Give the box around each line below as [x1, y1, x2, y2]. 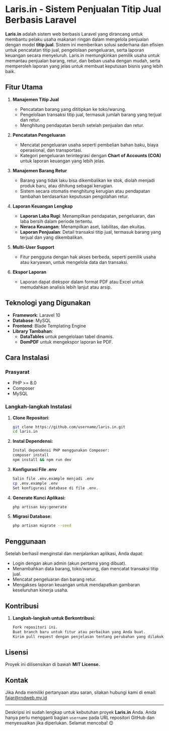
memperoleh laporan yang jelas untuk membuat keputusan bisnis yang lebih [5, 63, 163, 69]
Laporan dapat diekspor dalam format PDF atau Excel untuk [20, 279, 144, 285]
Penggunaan [5, 537, 46, 546]
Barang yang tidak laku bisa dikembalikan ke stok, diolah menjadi [20, 177, 155, 183]
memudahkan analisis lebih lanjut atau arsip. [20, 284, 112, 290]
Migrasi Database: [12, 513, 52, 519]
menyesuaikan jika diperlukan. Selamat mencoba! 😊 [5, 720, 114, 726]
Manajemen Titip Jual [12, 96, 59, 102]
